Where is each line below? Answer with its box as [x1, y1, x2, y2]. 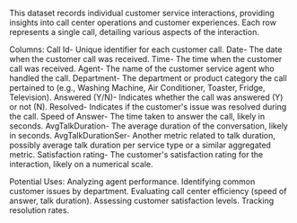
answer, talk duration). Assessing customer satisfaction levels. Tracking [9, 195, 275, 206]
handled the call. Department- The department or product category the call [9, 73, 287, 84]
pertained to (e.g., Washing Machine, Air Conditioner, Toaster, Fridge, [9, 83, 266, 93]
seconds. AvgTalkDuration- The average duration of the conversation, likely [9, 120, 289, 131]
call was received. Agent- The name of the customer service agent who [9, 63, 275, 74]
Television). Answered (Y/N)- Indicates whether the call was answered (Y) [9, 92, 284, 103]
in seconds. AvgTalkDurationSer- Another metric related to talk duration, [9, 130, 276, 140]
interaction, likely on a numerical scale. [9, 159, 154, 169]
